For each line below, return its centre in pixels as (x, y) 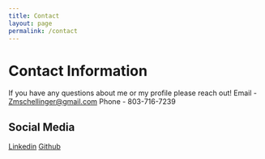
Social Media (42, 127)
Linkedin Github (34, 147)
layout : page (30, 23)
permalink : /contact (43, 31)
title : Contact (34, 16)
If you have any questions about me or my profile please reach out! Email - (133, 93)
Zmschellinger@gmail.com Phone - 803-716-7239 (92, 102)
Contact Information (78, 71)
